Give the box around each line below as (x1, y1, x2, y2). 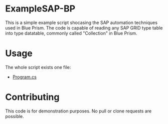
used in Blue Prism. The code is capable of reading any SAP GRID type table (5, 24, 163, 30)
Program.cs (12, 73, 37, 80)
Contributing (5, 91, 60, 103)
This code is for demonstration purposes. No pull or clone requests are (5, 108, 152, 114)
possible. (5, 113, 24, 119)
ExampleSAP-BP (5, 3, 76, 14)
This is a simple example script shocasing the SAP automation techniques (5, 19, 158, 25)
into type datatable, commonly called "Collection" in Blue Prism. (5, 30, 137, 36)
